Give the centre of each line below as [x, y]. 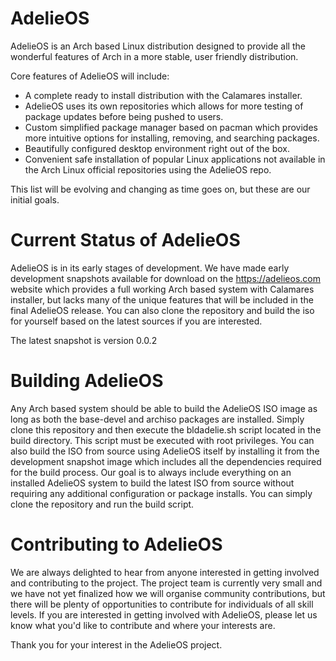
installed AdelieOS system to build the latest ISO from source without [152, 483]
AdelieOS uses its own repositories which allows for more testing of [164, 106]
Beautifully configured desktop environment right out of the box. [157, 148]
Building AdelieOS [87, 381]
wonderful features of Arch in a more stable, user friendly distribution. [154, 56]
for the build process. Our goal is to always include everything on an [151, 472]
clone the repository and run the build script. [102, 504]
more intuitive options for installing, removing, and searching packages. [172, 138]
